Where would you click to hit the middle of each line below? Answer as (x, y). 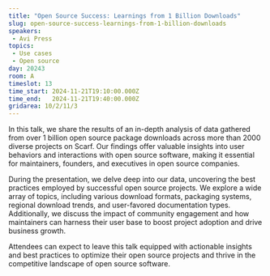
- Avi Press (32, 38)
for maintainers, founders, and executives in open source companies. (124, 163)
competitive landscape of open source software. (90, 264)
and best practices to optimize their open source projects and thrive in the (132, 255)
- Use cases (32, 53)
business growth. (37, 231)
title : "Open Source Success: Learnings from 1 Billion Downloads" (125, 16)
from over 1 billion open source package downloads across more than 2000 (135, 138)
